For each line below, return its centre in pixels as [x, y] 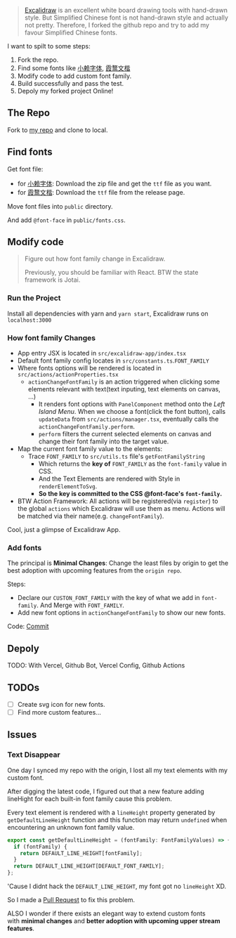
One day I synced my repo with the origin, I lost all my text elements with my [118, 770]
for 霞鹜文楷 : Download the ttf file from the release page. [101, 192]
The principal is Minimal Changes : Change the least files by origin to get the [118, 563]
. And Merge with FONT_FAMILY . [80, 605]
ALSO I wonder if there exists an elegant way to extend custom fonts [106, 913]
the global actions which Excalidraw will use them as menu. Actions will [121, 509]
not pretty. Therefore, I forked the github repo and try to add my [117, 25]
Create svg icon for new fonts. [61, 704]
